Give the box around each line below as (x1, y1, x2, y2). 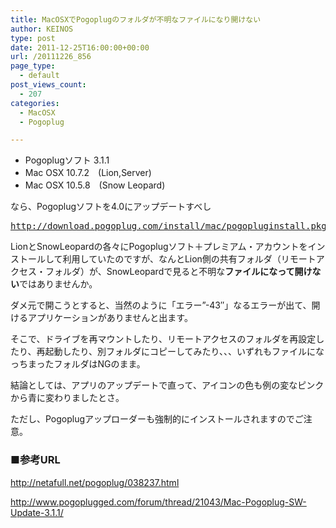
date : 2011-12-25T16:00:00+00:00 (10, 42, 150, 53)
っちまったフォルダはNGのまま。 (10, 358, 146, 370)
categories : (10, 98, 60, 108)
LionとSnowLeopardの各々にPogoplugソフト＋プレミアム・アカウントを (10, 241, 308, 253)
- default (19, 71, 60, 81)
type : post (10, 33, 56, 43)
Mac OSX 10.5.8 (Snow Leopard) (24, 179, 166, 191)
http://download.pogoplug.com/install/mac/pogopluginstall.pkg (10, 221, 327, 232)
